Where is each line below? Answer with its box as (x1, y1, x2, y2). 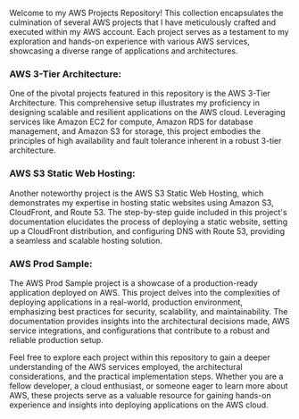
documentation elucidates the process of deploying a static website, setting (9, 216, 288, 227)
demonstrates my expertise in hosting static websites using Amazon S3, (9, 197, 274, 208)
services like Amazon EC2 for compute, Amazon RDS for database (9, 116, 253, 128)
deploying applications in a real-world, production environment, (9, 297, 243, 307)
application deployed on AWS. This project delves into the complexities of (9, 287, 280, 297)
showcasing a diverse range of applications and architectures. (9, 46, 238, 56)
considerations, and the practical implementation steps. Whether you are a (9, 371, 284, 381)
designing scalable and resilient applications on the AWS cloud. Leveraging (9, 107, 286, 118)
